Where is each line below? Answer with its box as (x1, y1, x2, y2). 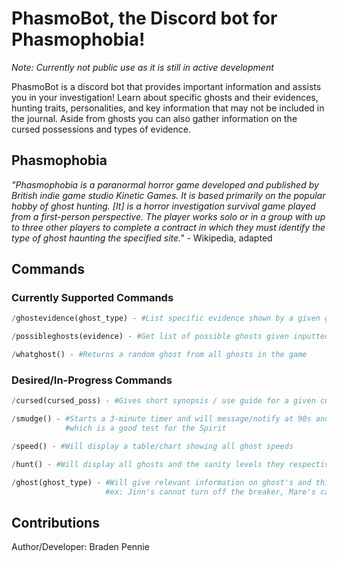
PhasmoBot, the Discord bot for (11, 7, 278, 30)
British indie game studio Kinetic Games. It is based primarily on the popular (11, 189, 326, 201)
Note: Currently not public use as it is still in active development (11, 61, 274, 73)
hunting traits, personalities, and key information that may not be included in (11, 102, 325, 114)
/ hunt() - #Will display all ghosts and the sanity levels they (11, 459, 285, 469)
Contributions (11, 514, 100, 531)
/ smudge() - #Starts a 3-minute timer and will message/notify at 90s (11, 414, 312, 424)
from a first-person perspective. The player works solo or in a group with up (11, 210, 326, 222)
